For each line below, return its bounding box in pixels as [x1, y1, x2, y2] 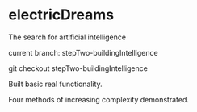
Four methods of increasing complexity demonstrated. [8, 94, 190, 104]
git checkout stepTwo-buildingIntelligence [8, 63, 148, 73]
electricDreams [8, 6, 115, 24]
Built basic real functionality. [8, 79, 103, 89]
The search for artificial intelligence [8, 32, 127, 42]
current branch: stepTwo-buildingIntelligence [8, 48, 159, 57]
